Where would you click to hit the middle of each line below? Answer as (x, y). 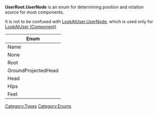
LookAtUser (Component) (31, 27)
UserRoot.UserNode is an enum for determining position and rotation (74, 7)
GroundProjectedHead (33, 71)
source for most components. (35, 12)
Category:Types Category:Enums (38, 106)
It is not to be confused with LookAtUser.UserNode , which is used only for (79, 22)
